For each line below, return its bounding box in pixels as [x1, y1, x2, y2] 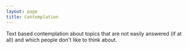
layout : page [6, 8, 38, 15]
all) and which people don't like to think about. [6, 36, 117, 43]
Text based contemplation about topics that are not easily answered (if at [6, 30, 182, 37]
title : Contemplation [6, 14, 59, 20]
